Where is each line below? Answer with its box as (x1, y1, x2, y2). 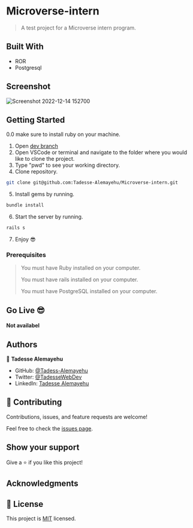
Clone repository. (14, 168, 58, 175)
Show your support (6, 443, 80, 453)
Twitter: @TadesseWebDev (14, 373, 82, 380)
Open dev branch (14, 143, 58, 150)
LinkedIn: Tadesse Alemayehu (14, 380, 89, 387)
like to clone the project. (14, 155, 75, 163)
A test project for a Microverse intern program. (20, 24, 136, 31)
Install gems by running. (14, 191, 75, 198)
